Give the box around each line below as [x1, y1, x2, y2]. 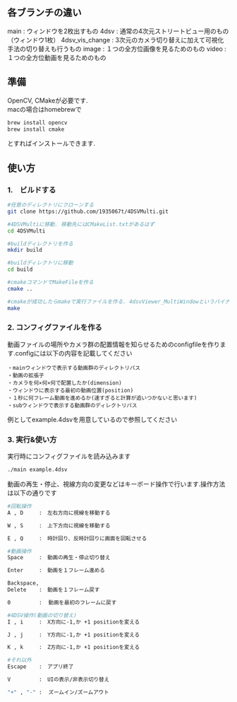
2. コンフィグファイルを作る [7, 322, 102, 332]
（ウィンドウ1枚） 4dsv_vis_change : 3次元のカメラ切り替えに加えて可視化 [7, 35, 224, 44]
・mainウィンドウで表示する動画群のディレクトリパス [7, 364, 141, 371]
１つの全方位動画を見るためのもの [7, 53, 107, 62]
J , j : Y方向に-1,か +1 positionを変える [7, 631, 140, 638]
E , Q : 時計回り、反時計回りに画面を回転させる [7, 534, 147, 542]
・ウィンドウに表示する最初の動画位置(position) [7, 387, 134, 394]
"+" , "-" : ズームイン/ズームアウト [7, 689, 109, 696]
